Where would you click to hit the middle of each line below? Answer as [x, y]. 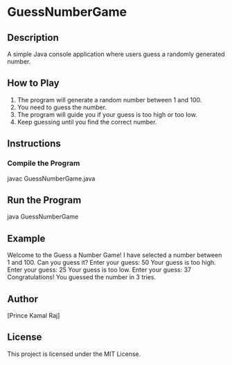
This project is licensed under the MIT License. [74, 354]
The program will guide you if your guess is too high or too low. [107, 114]
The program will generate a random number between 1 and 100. [109, 100]
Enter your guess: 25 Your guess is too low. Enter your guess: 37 [99, 270]
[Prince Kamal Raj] [34, 315]
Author [23, 299]
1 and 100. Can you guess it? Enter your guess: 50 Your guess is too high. [111, 263]
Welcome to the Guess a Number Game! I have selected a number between [115, 255]
